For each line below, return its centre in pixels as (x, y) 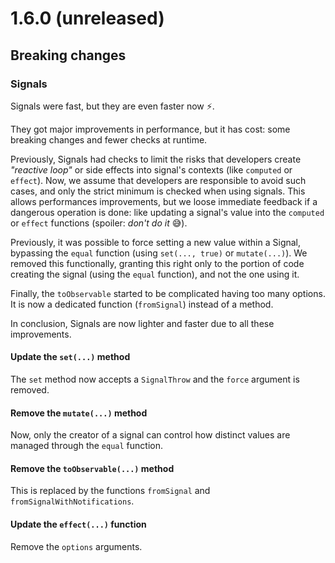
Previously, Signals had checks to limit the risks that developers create (156, 159)
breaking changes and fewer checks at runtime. (109, 139)
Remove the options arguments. (76, 546)
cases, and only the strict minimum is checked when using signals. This (158, 191)
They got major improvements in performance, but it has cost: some (150, 129)
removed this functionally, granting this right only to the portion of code (157, 263)
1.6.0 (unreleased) (87, 18)
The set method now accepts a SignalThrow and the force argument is (155, 379)
